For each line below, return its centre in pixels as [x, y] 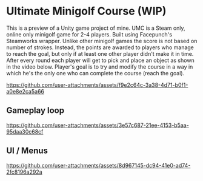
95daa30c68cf [25, 131]
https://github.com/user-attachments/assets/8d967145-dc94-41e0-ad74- [98, 165]
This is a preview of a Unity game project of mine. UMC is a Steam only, [96, 28]
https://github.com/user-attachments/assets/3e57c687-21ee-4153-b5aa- [98, 125]
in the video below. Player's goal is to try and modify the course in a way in [100, 67]
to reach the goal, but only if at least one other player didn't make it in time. [100, 53]
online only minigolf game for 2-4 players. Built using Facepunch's [89, 34]
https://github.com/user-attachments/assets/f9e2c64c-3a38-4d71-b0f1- [97, 85]
